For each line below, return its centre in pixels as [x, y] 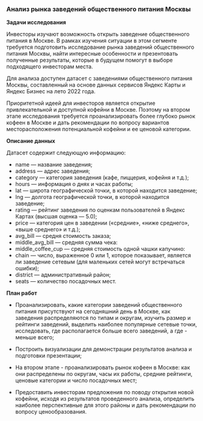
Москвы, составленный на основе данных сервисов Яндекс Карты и [96, 85]
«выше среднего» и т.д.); [48, 229]
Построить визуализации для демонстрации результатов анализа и [103, 349]
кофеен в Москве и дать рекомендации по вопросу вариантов [88, 123]
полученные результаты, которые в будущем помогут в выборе [90, 60]
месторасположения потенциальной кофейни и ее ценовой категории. [99, 129]
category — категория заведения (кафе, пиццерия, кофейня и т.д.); [102, 178]
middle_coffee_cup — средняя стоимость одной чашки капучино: [100, 249]
